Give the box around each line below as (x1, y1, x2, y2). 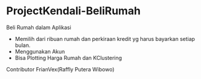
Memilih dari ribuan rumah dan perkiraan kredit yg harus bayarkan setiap (14, 35, 195, 42)
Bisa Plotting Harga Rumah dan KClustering (14, 54, 122, 61)
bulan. (14, 42, 31, 49)
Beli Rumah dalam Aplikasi (6, 24, 71, 31)
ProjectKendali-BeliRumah (6, 4, 141, 18)
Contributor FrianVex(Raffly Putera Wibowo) (6, 65, 115, 72)
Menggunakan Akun (14, 48, 65, 55)
